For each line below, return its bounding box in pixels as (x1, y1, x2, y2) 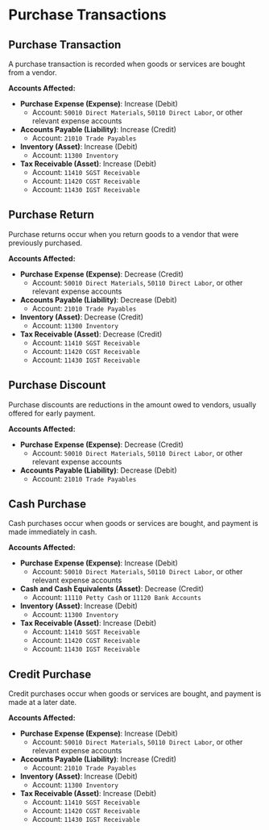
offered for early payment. (8, 408, 96, 418)
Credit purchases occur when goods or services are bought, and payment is (8, 689, 262, 699)
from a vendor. (8, 68, 58, 77)
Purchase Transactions (8, 6, 167, 24)
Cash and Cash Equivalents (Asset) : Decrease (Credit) (19, 584, 204, 594)
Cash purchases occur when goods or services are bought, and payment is (8, 519, 259, 528)
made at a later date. (8, 698, 77, 707)
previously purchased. (8, 238, 83, 248)
